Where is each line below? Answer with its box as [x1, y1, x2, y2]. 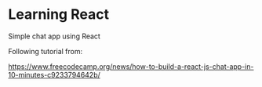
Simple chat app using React [8, 31, 100, 41]
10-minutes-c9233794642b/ [8, 70, 100, 79]
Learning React [8, 5, 110, 24]
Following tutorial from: [8, 46, 83, 56]
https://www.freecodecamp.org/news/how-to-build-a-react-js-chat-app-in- [8, 61, 254, 71]
